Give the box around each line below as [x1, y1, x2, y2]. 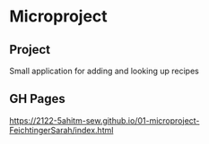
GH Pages [9, 91, 65, 106]
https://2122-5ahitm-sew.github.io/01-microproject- [9, 114, 200, 126]
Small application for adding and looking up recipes [9, 65, 199, 76]
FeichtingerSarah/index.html [9, 124, 114, 135]
